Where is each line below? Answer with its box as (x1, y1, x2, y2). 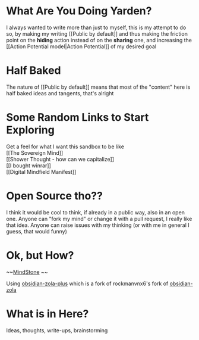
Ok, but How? (6, 248, 74, 262)
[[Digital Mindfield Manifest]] (6, 168, 77, 175)
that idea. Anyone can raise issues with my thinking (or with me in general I (6, 222, 190, 229)
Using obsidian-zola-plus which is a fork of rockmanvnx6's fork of (6, 280, 169, 287)
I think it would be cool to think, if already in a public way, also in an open (6, 208, 185, 216)
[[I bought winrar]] (6, 162, 52, 169)
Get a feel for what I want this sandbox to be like (6, 143, 125, 150)
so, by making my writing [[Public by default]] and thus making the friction (6, 30, 188, 37)
